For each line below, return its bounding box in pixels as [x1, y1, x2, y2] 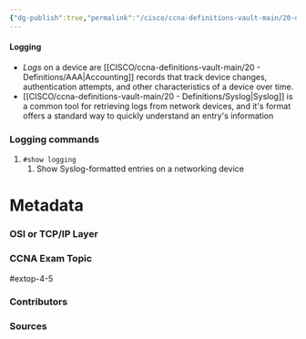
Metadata [9, 195, 84, 216]
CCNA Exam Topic [9, 252, 93, 265]
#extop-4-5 [9, 272, 54, 283]
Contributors [9, 295, 68, 308]
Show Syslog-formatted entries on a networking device [36, 163, 244, 174]
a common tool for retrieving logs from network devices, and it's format [22, 100, 291, 111]
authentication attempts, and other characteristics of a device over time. [22, 81, 294, 92]
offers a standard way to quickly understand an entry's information [22, 110, 274, 121]
